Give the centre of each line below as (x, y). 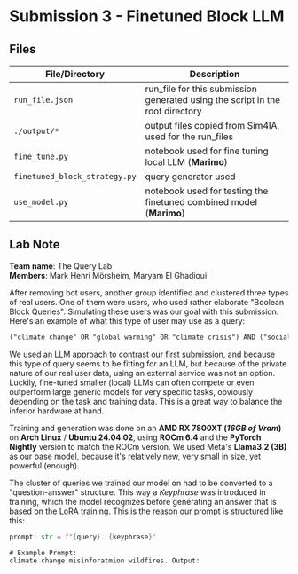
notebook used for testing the (207, 191)
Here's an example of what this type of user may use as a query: (127, 320)
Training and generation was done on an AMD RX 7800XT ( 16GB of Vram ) (145, 428)
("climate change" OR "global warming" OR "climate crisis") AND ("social (150, 337)
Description (215, 74)
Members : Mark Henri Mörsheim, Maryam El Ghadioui (108, 275)
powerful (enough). (44, 465)
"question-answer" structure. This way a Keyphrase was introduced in (137, 492)
